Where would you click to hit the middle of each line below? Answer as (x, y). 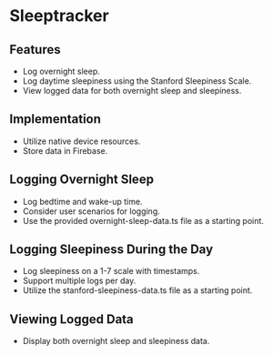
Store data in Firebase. (65, 150)
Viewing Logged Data (71, 319)
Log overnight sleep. (61, 71)
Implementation (56, 119)
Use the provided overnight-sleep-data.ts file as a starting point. (143, 220)
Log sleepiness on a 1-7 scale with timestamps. (111, 271)
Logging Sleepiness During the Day (111, 250)
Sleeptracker (59, 16)
